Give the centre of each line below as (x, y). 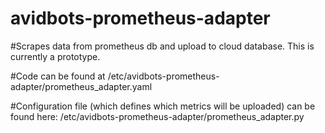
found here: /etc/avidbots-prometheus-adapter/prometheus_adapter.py (157, 116)
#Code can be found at (58, 76)
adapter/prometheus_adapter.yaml (81, 86)
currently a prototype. (55, 56)
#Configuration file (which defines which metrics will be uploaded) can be (163, 106)
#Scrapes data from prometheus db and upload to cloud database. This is (162, 46)
